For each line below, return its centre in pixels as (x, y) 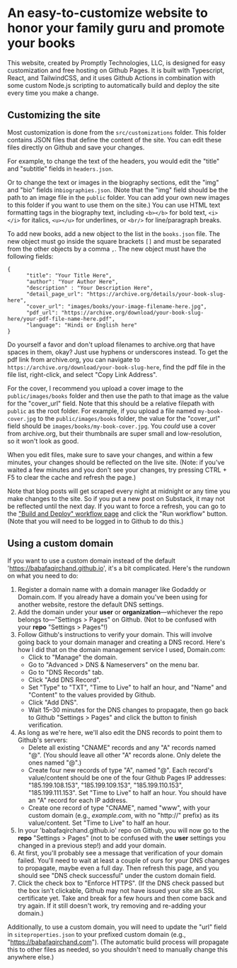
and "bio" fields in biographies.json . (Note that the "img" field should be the (118, 190)
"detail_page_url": (54, 294)
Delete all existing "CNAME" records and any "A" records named (122, 747)
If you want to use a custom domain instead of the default (91, 561)
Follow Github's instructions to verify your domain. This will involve (115, 634)
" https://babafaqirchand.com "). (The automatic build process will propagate (118, 942)
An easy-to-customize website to (108, 13)
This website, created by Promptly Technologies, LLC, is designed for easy (116, 62)
